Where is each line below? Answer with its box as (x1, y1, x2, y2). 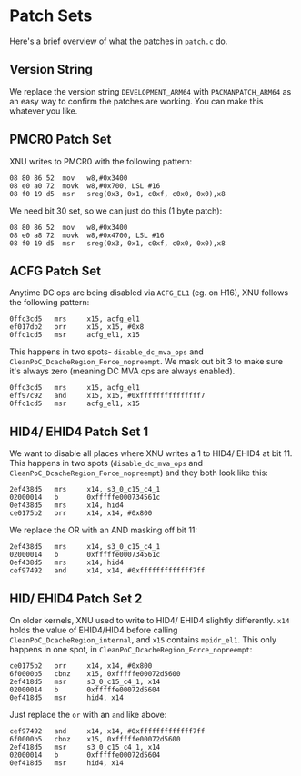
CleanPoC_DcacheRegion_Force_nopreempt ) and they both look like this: (9, 467, 268, 478)
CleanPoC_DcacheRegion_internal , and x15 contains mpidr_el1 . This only (9, 634, 277, 645)
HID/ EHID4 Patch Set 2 (9, 591, 143, 606)
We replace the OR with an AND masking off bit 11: (9, 524, 198, 536)
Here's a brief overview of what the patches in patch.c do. (9, 35, 228, 46)
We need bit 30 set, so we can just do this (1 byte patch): (9, 205, 223, 216)
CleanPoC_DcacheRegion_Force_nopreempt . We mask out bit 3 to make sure (9, 356, 284, 367)
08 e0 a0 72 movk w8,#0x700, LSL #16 (9, 181, 161, 191)
